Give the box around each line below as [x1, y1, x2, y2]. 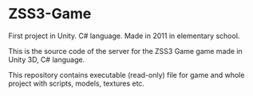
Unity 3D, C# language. [8, 55, 85, 64]
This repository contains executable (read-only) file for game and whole [8, 70, 245, 79]
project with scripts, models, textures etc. [8, 79, 145, 88]
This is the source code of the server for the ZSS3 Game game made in [8, 46, 243, 56]
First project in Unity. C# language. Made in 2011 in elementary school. [8, 31, 240, 40]
